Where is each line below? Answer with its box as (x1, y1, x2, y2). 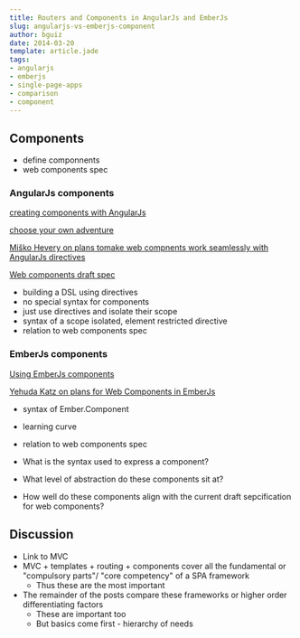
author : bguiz (9, 30, 63, 39)
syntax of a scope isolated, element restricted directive (22, 315, 228, 326)
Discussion (9, 527, 74, 542)
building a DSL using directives (22, 286, 138, 298)
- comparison (9, 89, 59, 98)
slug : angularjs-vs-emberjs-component (9, 22, 155, 31)
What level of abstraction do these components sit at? (22, 474, 224, 484)
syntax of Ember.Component (22, 403, 129, 414)
